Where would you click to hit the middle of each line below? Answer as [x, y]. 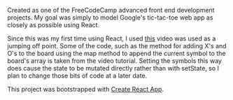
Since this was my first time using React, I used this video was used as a [112, 38]
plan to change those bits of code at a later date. [77, 76]
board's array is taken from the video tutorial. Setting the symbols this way [115, 61]
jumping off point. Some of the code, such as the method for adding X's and [117, 46]
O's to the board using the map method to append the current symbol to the [116, 53]
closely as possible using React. [54, 25]
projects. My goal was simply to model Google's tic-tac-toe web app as [110, 17]
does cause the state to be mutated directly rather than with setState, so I [113, 68]
